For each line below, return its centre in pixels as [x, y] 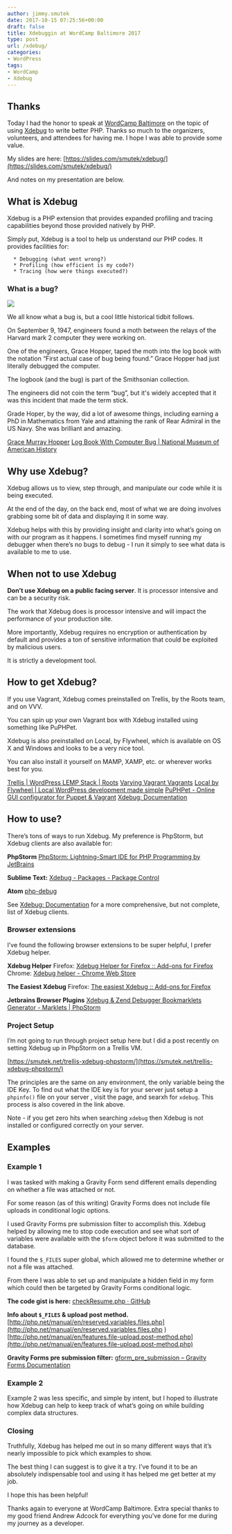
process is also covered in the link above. [66, 1104]
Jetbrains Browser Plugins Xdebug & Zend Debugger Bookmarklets [105, 1000]
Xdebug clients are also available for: [60, 843]
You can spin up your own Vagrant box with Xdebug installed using [103, 719]
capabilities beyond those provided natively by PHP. [81, 226]
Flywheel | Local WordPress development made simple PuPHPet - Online [111, 790]
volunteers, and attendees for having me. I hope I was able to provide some [115, 138]
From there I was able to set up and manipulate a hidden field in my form [110, 1280]
